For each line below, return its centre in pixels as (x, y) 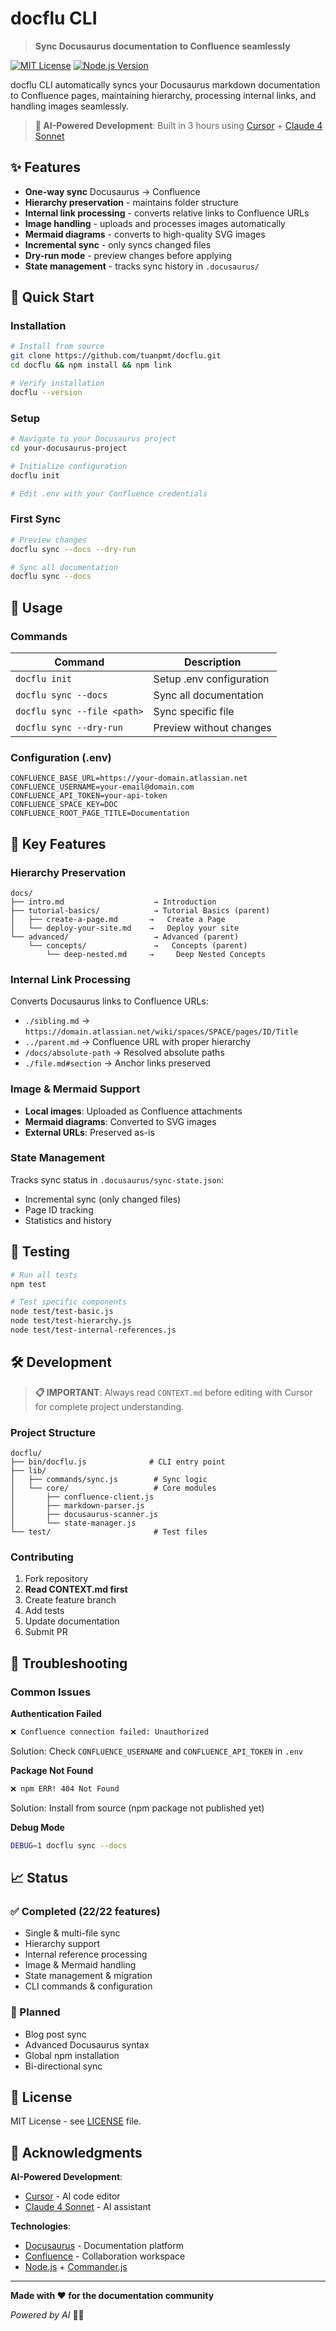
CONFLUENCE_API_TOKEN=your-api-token (89, 796)
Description (212, 662)
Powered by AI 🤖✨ (47, 2315)
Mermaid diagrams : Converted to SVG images (120, 1121)
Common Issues (51, 1692)
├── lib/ (28, 1471)
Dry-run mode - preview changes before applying (128, 255)
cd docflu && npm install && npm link (91, 365)
